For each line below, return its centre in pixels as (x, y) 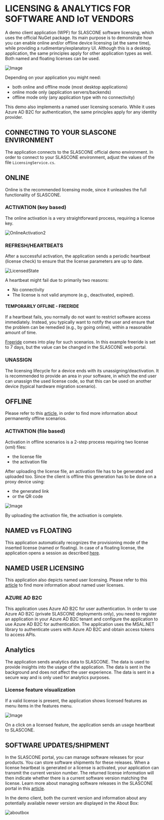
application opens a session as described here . (53, 553)
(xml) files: (16, 447)
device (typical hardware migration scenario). (51, 386)
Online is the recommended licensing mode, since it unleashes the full (76, 189)
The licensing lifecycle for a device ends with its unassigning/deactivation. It (82, 370)
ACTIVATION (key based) (36, 207)
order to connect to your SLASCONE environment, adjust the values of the (80, 157)
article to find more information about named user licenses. (65, 585)
